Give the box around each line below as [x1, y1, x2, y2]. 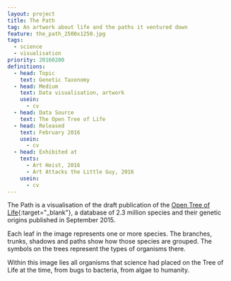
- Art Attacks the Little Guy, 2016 [25, 168, 134, 176]
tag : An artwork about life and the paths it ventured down [7, 23, 189, 30]
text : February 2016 [20, 129, 81, 136]
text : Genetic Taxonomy [20, 76, 90, 84]
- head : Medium [13, 83, 59, 90]
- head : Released [13, 122, 65, 130]
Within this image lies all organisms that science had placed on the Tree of [7, 258, 224, 267]
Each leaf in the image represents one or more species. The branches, [7, 229, 212, 238]
